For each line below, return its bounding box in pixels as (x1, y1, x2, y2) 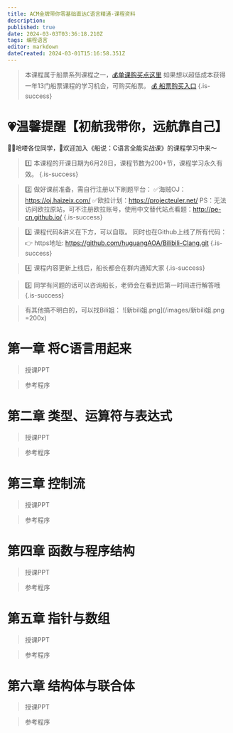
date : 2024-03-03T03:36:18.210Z (7, 30, 103, 38)
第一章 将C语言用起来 (7, 341, 132, 357)
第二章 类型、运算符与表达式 (7, 408, 173, 424)
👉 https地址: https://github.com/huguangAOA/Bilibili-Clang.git (24, 239, 210, 247)
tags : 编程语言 (7, 37, 48, 44)
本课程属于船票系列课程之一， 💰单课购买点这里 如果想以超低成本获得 (24, 70, 226, 79)
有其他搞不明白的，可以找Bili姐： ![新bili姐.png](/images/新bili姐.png (24, 305, 225, 314)
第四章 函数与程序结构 (7, 543, 135, 559)
